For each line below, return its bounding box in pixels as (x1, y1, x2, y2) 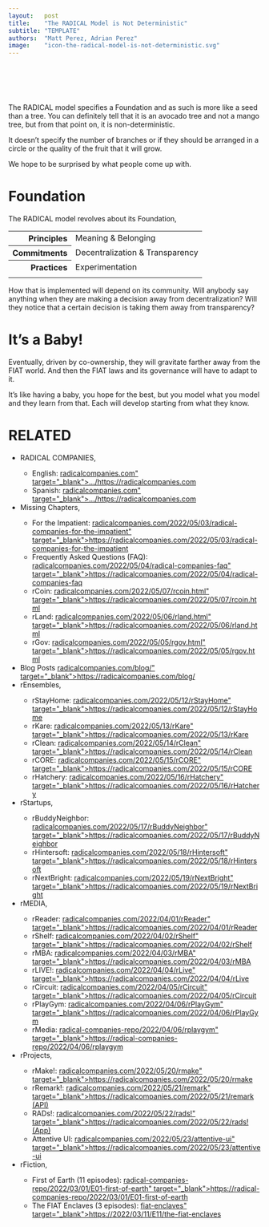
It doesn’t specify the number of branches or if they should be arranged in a (8, 136, 259, 145)
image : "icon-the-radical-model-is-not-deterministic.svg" (8, 42, 220, 50)
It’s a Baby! (8, 330, 84, 349)
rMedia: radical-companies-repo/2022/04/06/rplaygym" (31, 1024, 219, 1035)
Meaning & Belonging (74, 233, 156, 244)
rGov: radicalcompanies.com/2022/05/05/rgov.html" (31, 637, 206, 646)
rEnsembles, (19, 679, 62, 690)
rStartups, (19, 797, 54, 807)
